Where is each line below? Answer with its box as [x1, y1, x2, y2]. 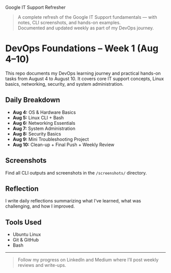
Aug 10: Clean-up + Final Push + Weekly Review [12, 142, 115, 148]
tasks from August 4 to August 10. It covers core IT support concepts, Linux [5, 76, 164, 82]
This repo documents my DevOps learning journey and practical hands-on [5, 70, 161, 76]
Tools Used [5, 218, 42, 226]
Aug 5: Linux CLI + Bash [12, 114, 64, 121]
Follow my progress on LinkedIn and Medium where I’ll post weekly [17, 257, 159, 263]
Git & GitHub [12, 237, 39, 243]
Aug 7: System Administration [12, 125, 75, 131]
